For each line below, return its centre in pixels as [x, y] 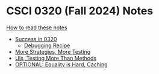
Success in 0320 [36, 39]
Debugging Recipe [47, 45]
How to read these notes [37, 27]
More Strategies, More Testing [53, 51]
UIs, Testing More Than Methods [56, 58]
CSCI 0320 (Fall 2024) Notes [80, 11]
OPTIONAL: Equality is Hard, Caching [61, 64]
